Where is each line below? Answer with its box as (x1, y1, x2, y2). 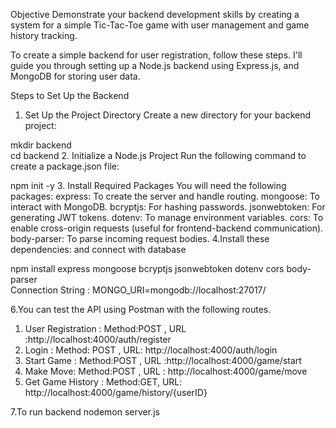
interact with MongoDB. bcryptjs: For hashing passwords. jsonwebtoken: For (10, 201, 326, 213)
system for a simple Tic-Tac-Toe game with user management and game (10, 19, 310, 31)
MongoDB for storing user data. (10, 70, 141, 82)
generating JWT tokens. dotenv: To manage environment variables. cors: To (10, 212, 324, 223)
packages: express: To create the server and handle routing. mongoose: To (10, 190, 321, 202)
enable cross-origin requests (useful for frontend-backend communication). (10, 222, 324, 234)
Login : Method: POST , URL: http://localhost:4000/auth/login (24, 344, 278, 356)
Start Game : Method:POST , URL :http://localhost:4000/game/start (24, 355, 302, 366)
